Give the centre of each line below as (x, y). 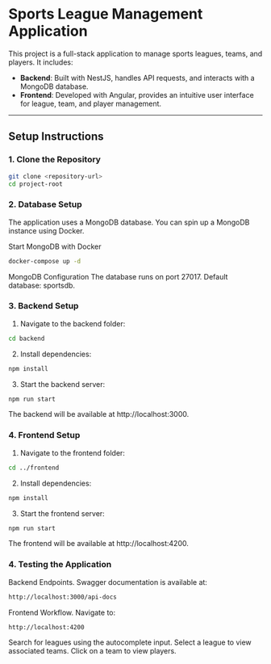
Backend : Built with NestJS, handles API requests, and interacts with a (138, 78)
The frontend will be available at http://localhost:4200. (99, 544)
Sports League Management (106, 14)
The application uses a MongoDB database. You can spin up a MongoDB (129, 222)
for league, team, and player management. (91, 103)
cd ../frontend (34, 468)
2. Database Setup (45, 204)
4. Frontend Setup (44, 435)
